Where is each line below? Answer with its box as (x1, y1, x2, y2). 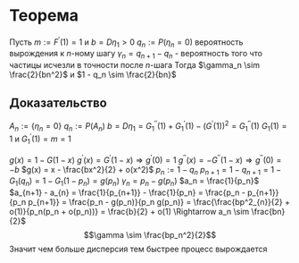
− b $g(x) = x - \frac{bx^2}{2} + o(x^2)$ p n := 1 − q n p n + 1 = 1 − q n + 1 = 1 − (9, 164, 282, 177)
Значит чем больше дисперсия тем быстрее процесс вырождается (9, 243, 268, 255)
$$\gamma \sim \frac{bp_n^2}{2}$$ (83, 230, 217, 241)
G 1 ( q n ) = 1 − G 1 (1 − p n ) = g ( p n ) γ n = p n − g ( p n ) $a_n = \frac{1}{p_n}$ (9, 175, 260, 189)
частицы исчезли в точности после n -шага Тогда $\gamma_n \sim (9, 60, 261, 71)
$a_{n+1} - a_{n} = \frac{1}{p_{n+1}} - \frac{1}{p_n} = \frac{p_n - (9, 187, 245, 198)
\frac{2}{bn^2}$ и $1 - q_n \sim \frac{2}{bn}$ (9, 69, 177, 81)
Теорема (9, 5, 79, 26)
